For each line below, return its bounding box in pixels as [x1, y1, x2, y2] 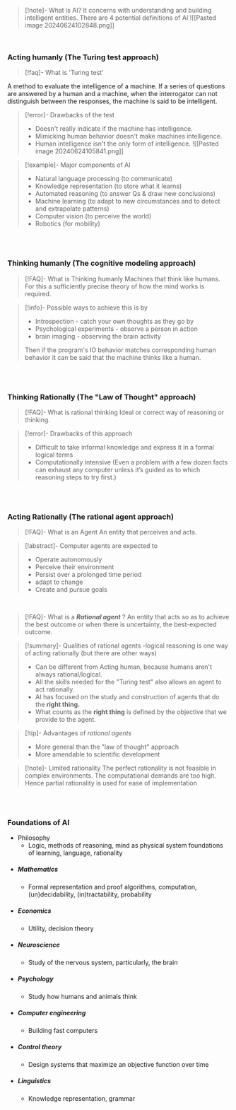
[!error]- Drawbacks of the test [24, 111, 115, 119]
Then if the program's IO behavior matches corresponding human [24, 346, 217, 354]
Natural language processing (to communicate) [35, 175, 173, 183]
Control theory [17, 1042, 62, 1051]
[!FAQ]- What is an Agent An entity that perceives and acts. [24, 528, 197, 537]
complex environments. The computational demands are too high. [24, 771, 217, 780]
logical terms [35, 450, 73, 459]
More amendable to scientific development [35, 750, 160, 759]
